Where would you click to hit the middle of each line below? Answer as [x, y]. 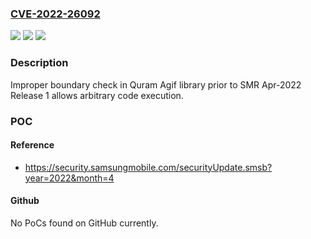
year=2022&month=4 [69, 178]
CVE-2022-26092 [55, 14]
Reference [32, 145]
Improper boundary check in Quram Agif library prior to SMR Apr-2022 [156, 84]
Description [39, 63]
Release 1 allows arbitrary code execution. [97, 95]
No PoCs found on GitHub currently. [84, 223]
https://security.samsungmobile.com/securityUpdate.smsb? [148, 167]
